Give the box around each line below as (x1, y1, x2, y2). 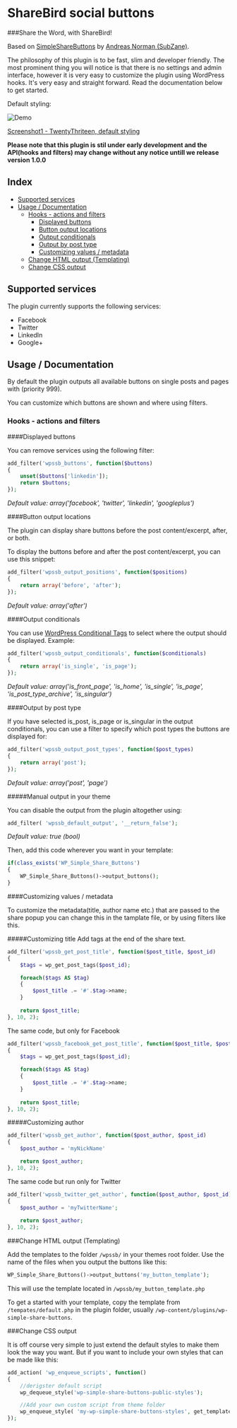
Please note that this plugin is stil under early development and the (7, 140, 207, 149)
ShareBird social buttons (7, 5, 155, 21)
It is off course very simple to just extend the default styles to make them (7, 1340, 220, 1349)
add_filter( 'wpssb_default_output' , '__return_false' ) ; (7, 819, 178, 827)
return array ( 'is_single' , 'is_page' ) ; (20, 663, 138, 670)
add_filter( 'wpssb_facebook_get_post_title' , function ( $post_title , (7, 1040, 213, 1047)
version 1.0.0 (7, 156, 47, 164)
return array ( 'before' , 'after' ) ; (20, 581, 121, 588)
